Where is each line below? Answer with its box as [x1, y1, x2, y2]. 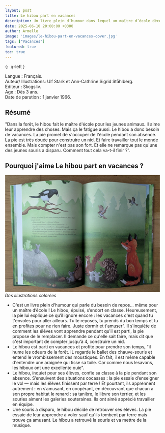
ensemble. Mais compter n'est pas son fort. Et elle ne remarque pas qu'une [5, 142, 158, 148]
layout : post [5, 8, 32, 13]
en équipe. [12, 402, 34, 407]
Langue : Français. [5, 73, 43, 79]
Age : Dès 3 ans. [5, 89, 39, 94]
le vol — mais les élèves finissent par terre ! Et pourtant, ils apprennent [12, 380, 156, 386]
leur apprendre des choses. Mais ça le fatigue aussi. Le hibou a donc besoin [5, 126, 160, 132]
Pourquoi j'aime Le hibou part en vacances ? [5, 161, 144, 170]
